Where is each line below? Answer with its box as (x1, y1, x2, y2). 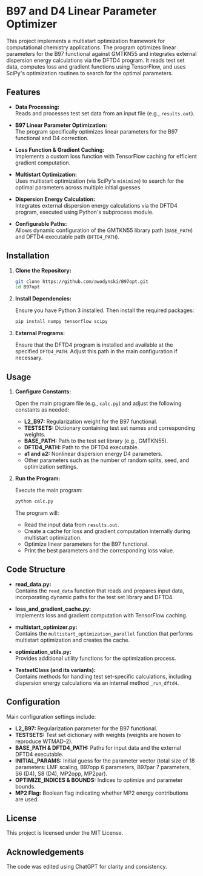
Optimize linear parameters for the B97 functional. (24, 540, 150, 548)
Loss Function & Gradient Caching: (15, 146, 105, 153)
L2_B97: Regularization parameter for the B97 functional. (15, 724, 158, 732)
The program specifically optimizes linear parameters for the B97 (15, 127, 178, 135)
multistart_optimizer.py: (15, 623, 78, 631)
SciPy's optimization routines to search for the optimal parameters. (6, 69, 173, 76)
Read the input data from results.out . (24, 521, 119, 528)
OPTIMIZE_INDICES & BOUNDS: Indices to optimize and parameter (15, 776, 183, 784)
